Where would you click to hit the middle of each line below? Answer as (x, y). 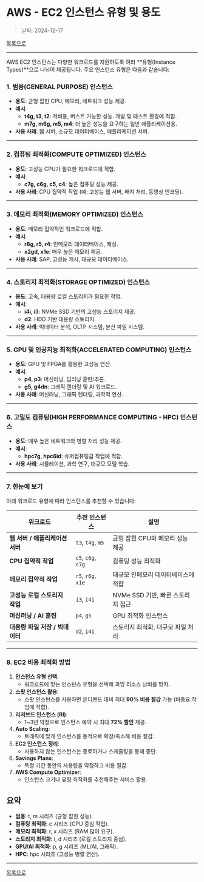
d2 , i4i (85, 631)
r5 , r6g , (86, 576)
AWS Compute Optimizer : (48, 772)
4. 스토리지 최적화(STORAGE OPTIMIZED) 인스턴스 (78, 282)
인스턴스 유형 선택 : (37, 677)
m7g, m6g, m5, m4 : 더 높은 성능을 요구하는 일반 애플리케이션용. (100, 124)
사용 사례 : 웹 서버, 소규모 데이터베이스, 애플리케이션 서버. (82, 132)
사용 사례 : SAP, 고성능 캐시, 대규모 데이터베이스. (72, 259)
